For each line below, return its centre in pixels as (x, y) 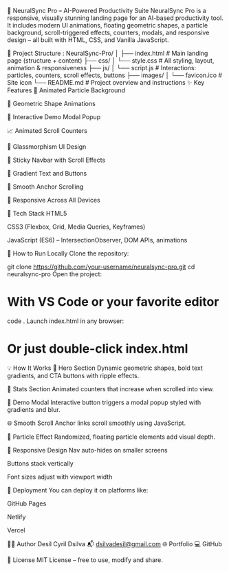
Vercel (16, 530)
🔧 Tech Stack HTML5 (37, 213)
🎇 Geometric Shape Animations (52, 104)
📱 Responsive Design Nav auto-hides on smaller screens (87, 450)
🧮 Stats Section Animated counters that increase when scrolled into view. (111, 388)
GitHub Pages (27, 503)
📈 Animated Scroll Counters (47, 131)
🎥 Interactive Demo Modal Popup (54, 117)
